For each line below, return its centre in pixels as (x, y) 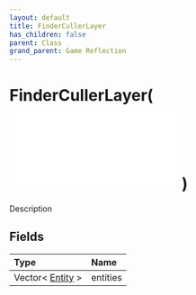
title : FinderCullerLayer (58, 26)
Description (31, 209)
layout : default (40, 18)
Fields (27, 237)
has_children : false (48, 34)
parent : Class (36, 43)
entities (107, 277)
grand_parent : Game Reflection (68, 51)
